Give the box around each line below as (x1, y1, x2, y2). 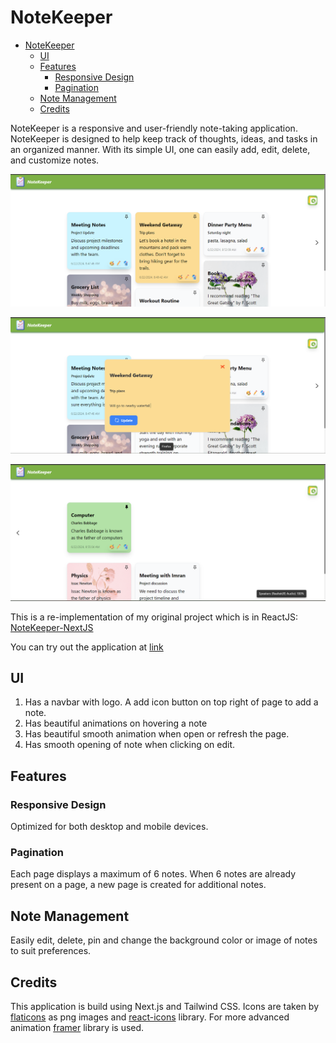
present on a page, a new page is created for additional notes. (10, 879, 267, 891)
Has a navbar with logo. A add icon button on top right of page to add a (24, 696, 319, 708)
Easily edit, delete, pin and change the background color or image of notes (10, 934, 318, 946)
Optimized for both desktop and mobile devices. (10, 821, 209, 833)
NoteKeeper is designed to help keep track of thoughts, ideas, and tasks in (10, 132, 318, 145)
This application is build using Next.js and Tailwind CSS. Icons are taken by (10, 1001, 320, 1013)
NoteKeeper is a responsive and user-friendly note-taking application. (10, 122, 298, 134)
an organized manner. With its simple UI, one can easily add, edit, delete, (10, 143, 311, 155)
